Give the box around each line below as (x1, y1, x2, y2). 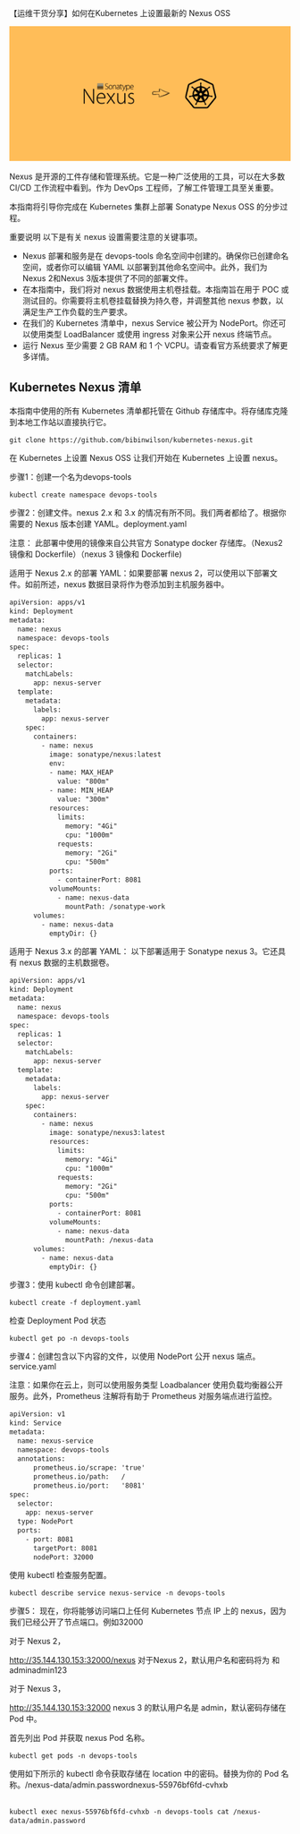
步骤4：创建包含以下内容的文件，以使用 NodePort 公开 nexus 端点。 (9, 1351, 261, 1361)
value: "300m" (56, 795, 110, 804)
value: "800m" (56, 777, 110, 786)
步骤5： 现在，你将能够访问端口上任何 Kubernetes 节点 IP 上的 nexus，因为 (9, 1605, 287, 1616)
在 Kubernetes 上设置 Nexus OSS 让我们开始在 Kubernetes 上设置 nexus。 (9, 452, 283, 463)
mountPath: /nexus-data (65, 1235, 154, 1244)
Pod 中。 (9, 1713, 42, 1724)
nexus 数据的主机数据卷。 (19, 957, 114, 968)
